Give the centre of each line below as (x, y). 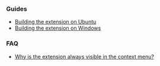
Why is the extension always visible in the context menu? (84, 56)
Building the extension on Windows (58, 28)
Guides (17, 9)
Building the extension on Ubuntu (55, 22)
